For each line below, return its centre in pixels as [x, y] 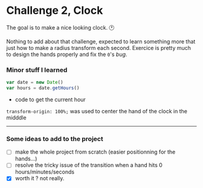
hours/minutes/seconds [44, 172]
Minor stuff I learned [37, 70]
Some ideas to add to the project [55, 139]
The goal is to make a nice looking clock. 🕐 [60, 27]
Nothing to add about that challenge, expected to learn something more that [101, 41]
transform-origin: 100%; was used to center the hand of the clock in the [97, 111]
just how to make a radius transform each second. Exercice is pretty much [99, 48]
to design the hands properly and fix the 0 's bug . [67, 54]
